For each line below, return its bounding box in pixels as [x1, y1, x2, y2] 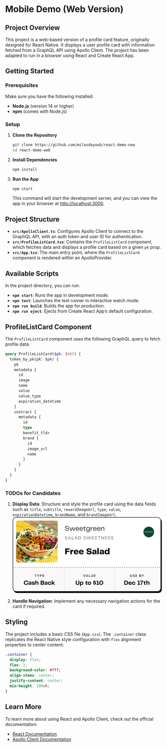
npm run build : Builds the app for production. [12, 303, 105, 309]
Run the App [12, 176, 39, 182]
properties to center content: [5, 642, 64, 648]
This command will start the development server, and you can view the [12, 195, 158, 201]
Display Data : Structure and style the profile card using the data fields [12, 501, 157, 507]
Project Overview [5, 23, 60, 32]
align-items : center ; [9, 673, 55, 678]
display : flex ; [9, 657, 41, 662]
